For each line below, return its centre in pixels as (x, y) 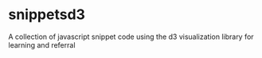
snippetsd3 (47, 15)
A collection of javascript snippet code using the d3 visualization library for (131, 37)
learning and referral (42, 44)
